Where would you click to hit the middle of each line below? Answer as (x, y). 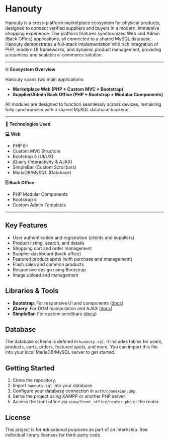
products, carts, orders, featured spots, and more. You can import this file (81, 347)
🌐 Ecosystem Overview (30, 69)
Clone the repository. (34, 380)
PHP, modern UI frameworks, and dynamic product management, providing (83, 49)
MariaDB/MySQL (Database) (42, 172)
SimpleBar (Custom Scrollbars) (45, 167)
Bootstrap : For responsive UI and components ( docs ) (68, 303)
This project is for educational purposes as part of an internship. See (76, 429)
